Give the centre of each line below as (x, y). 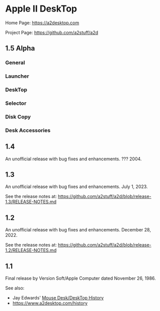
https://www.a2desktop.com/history (50, 303)
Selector (16, 103)
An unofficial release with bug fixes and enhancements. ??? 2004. (73, 159)
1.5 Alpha (20, 48)
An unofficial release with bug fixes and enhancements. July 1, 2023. (76, 186)
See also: (15, 288)
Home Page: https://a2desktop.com (42, 23)
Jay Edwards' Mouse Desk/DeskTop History (58, 298)
